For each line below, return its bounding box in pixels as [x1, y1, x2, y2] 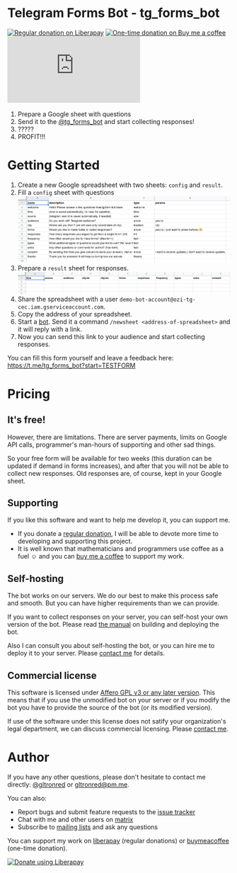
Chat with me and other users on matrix [17, 815, 134, 823]
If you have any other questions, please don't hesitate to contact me [7, 772, 207, 781]
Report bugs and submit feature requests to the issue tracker [17, 807, 196, 816]
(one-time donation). [7, 844, 68, 852]
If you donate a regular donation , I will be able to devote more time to [17, 530, 219, 538]
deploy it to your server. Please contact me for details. [7, 649, 165, 658]
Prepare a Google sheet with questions [17, 110, 132, 118]
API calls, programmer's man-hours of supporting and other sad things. [7, 440, 216, 449]
